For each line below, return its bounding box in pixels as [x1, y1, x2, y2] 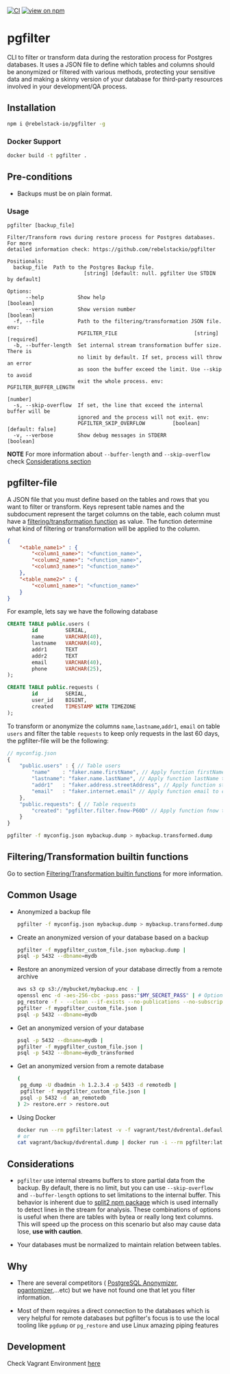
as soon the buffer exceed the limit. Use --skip [77, 365, 222, 373]
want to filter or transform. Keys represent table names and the [7, 503, 185, 511]
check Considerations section [7, 457, 91, 466]
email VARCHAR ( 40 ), [31, 659, 103, 666]
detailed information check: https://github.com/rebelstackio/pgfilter [7, 245, 216, 253]
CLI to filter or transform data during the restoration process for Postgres [7, 53, 213, 61]
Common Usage [7, 889, 77, 901]
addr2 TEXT [31, 652, 78, 660]
